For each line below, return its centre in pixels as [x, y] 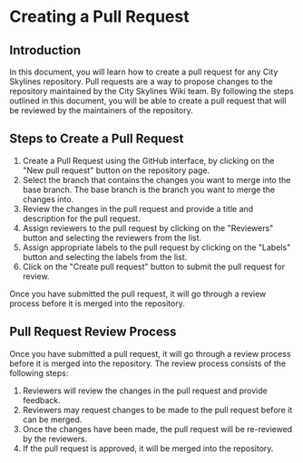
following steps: [39, 372]
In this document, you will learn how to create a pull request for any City [144, 72]
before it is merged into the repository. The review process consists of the [148, 363]
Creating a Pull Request [99, 17]
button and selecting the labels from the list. [105, 256]
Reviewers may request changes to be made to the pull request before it [157, 410]
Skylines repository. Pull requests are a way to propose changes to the [142, 82]
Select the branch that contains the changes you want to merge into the [156, 179]
